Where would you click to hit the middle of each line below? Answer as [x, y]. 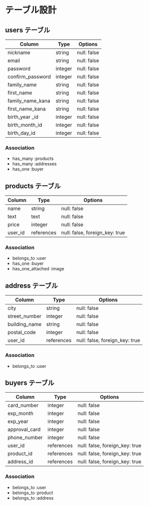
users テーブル [28, 30]
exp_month [20, 413]
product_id [20, 454]
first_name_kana [27, 109]
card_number [23, 405]
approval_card [24, 430]
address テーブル [32, 285]
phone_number [25, 438]
